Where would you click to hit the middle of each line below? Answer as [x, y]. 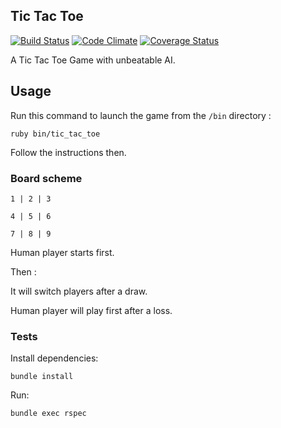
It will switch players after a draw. [79, 291]
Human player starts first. [62, 252]
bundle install [42, 377]
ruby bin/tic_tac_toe [55, 134]
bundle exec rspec [48, 414]
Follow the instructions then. [68, 152]
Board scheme [46, 178]
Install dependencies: [54, 358]
